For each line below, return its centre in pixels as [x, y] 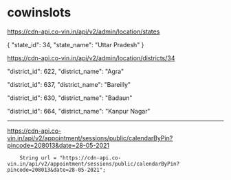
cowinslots [39, 13]
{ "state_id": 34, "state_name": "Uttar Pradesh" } [76, 44]
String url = [38, 158]
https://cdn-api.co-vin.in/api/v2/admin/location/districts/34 [91, 58]
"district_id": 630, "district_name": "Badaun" [70, 98]
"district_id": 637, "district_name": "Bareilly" [69, 84]
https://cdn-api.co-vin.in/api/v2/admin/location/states [84, 31]
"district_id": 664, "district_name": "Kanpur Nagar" [79, 111]
